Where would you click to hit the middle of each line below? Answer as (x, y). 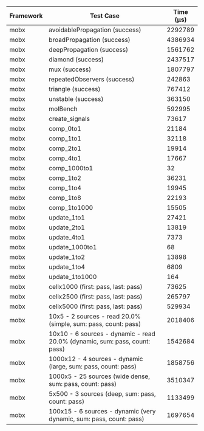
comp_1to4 (65, 188)
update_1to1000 (73, 277)
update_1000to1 (73, 247)
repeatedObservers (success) (91, 79)
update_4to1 (66, 237)
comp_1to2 (65, 178)
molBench (63, 109)
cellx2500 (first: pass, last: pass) (95, 296)
